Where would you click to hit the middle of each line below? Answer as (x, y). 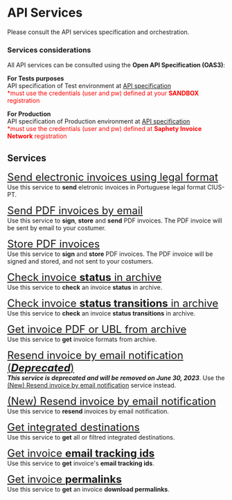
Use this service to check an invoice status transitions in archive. (101, 313)
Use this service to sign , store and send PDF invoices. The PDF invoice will (115, 221)
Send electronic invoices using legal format (113, 178)
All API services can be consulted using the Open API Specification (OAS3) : (116, 65)
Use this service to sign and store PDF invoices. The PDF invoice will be (110, 254)
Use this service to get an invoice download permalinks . (88, 490)
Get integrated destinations (73, 428)
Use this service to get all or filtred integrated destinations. (91, 438)
